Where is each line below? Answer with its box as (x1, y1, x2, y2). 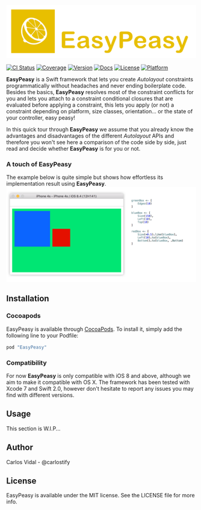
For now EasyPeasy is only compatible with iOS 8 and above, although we (6, 372, 191, 379)
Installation (6, 294, 49, 304)
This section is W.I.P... (6, 424, 61, 432)
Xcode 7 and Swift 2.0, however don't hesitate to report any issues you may (6, 385, 194, 392)
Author (6, 442, 33, 453)
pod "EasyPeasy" (6, 344, 47, 350)
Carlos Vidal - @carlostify (6, 458, 70, 465)
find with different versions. (6, 391, 75, 398)
